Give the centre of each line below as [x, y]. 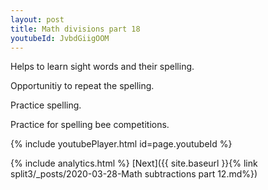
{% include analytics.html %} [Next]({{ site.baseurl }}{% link [134, 163]
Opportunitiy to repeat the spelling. [82, 86]
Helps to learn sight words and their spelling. [102, 67]
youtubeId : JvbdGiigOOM [60, 38]
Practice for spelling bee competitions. [90, 125]
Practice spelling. [46, 105]
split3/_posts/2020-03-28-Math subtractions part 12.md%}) [134, 174]
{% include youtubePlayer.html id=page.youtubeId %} [121, 144]
